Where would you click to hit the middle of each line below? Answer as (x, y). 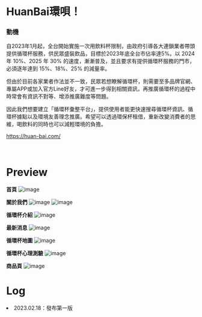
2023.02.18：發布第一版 (44, 308)
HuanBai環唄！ (44, 12)
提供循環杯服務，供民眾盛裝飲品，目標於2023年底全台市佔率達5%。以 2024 (101, 53)
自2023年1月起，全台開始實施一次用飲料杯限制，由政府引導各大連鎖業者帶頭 (101, 46)
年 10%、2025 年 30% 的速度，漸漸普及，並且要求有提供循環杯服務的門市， (101, 61)
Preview (27, 172)
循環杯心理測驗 (25, 253)
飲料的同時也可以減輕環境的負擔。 (64, 124)
